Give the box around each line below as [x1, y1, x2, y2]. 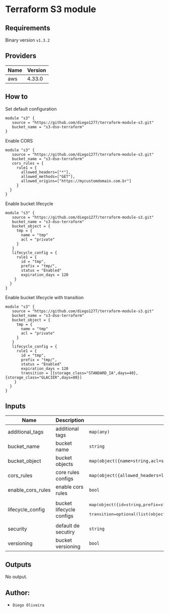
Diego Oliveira [12, 603, 45, 608]
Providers [5, 52, 37, 60]
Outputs [5, 560, 32, 569]
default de [55, 522, 80, 529]
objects [55, 461, 73, 468]
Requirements [5, 24, 50, 32]
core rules [55, 469, 79, 476]
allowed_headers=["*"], [21, 169, 71, 175]
